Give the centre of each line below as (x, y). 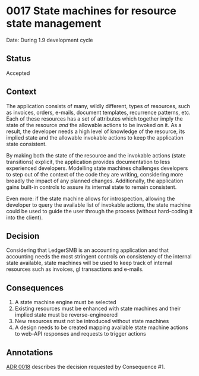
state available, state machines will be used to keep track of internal (89, 263)
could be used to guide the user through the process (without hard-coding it (99, 211)
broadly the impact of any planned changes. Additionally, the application (95, 181)
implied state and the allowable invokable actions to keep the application (95, 137)
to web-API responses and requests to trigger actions (80, 334)
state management (54, 23)
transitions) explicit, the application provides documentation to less (88, 162)
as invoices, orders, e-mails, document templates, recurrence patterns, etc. (99, 112)
